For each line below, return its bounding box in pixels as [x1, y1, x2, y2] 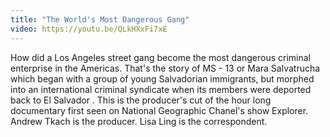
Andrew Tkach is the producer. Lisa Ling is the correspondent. [10, 115, 268, 127]
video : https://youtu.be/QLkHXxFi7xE [10, 24, 168, 34]
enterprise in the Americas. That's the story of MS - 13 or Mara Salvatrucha [10, 62, 321, 74]
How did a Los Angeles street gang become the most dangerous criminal [10, 51, 311, 63]
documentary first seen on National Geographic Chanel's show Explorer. [10, 104, 309, 116]
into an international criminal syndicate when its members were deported [10, 83, 312, 95]
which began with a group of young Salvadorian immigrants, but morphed [10, 72, 315, 85]
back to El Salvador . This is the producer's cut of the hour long [10, 94, 272, 106]
